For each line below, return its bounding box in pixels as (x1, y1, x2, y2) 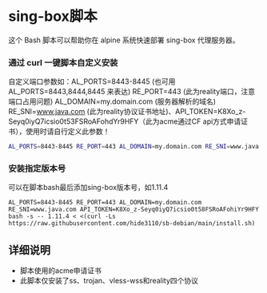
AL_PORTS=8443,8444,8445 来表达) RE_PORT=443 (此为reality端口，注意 (8, 87, 256, 97)
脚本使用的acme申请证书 (19, 266, 102, 275)
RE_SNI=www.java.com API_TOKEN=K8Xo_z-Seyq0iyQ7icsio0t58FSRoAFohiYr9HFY (8, 205, 260, 214)
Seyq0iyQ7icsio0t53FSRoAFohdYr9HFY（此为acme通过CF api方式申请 (8, 117, 241, 126)
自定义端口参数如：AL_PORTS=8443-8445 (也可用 (8, 77, 176, 86)
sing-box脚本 (8, 7, 98, 26)
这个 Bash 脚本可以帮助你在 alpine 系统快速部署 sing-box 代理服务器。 (8, 35, 240, 45)
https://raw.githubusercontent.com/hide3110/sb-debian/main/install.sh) (8, 220, 256, 228)
